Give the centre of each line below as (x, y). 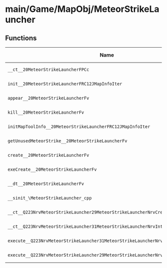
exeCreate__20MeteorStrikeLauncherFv (52, 169)
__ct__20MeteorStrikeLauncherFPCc (48, 70)
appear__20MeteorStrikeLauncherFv (48, 98)
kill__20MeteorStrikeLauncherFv (46, 112)
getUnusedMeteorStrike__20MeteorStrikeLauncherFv (68, 141)
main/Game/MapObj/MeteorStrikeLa (82, 9)
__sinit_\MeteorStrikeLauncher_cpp (50, 198)
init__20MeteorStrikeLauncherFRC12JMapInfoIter (65, 84)
